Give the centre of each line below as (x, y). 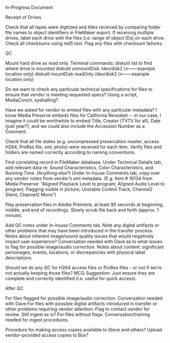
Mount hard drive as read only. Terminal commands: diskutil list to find (79, 63)
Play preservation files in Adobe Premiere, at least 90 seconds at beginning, (84, 204)
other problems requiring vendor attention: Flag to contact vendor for (77, 309)
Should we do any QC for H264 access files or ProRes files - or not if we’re (83, 268)
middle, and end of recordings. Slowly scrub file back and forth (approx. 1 (82, 210)
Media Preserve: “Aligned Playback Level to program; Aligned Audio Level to (85, 184)
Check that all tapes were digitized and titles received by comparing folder (83, 27)
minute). (14, 215)
